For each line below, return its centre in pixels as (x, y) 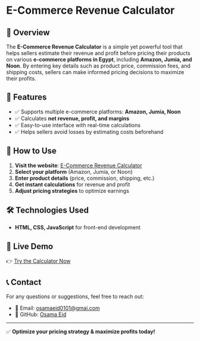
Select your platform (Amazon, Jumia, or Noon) (74, 171)
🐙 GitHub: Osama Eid (40, 315)
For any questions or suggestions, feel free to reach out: (75, 297)
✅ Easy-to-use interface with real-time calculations (78, 125)
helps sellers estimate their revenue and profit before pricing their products (98, 53)
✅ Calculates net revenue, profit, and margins (72, 118)
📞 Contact (24, 282)
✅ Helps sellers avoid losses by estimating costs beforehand (89, 131)
